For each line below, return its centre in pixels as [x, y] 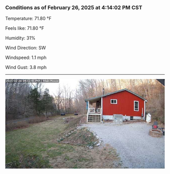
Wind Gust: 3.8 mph [26, 68]
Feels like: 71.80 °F [25, 28]
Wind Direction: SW [26, 48]
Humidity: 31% [20, 38]
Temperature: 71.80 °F [28, 19]
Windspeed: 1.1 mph [26, 57]
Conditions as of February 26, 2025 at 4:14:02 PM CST [74, 8]
